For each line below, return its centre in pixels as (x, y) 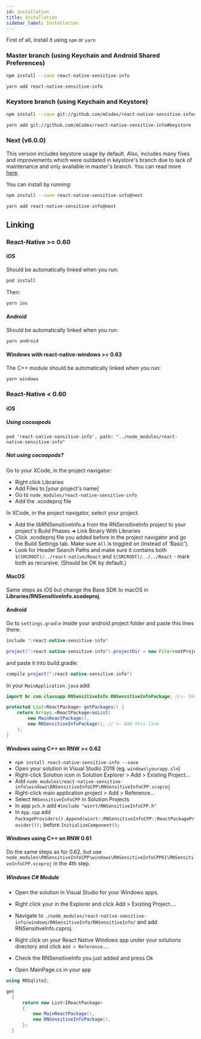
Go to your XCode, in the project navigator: (59, 470)
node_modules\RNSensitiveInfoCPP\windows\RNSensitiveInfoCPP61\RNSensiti (100, 858)
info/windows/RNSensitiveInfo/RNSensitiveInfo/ (75, 922)
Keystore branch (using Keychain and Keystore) (77, 101)
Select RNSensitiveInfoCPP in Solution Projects (72, 799)
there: (13, 629)
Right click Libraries (39, 482)
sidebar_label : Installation (42, 23)
